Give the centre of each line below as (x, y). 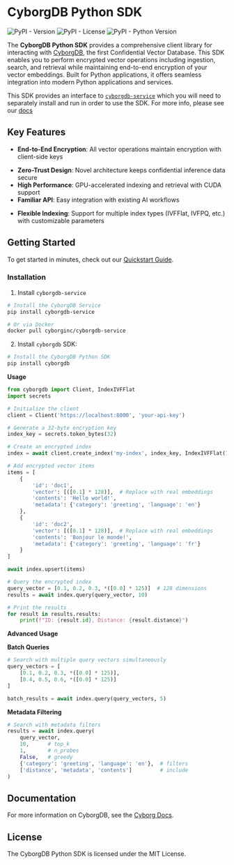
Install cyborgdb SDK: (47, 344)
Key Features (37, 132)
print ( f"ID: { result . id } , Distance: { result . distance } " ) (104, 620)
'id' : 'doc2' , (53, 524)
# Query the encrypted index (49, 582)
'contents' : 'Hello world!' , (75, 498)
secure (27, 177)
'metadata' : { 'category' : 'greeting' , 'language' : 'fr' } (116, 544)
